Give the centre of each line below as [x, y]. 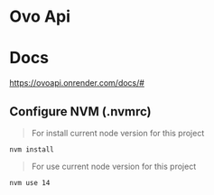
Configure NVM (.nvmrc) [80, 111]
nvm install [32, 149]
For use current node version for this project [114, 166]
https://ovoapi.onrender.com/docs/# [77, 83]
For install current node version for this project [118, 133]
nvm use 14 [30, 182]
